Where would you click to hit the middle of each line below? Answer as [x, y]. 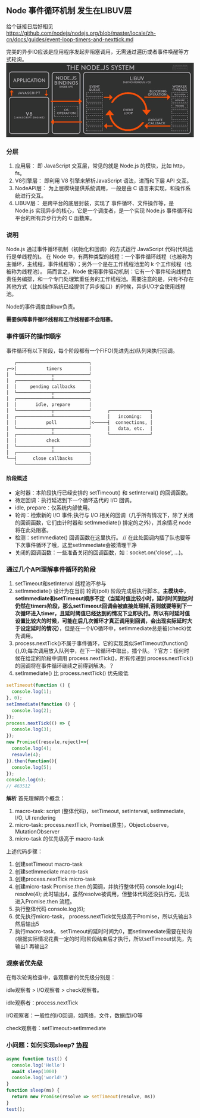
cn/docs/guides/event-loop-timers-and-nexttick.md [70, 39]
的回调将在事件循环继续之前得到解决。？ [64, 666]
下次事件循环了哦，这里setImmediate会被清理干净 [76, 545]
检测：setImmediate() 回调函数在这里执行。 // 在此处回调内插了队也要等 [102, 537]
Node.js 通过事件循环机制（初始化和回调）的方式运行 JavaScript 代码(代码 [97, 249]
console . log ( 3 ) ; [32, 729]
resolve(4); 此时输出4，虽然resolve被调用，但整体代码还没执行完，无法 [102, 894]
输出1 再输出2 [31, 946]
